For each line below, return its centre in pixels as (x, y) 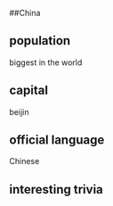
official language (57, 140)
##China (25, 13)
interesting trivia (56, 190)
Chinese (24, 161)
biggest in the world (46, 62)
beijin (19, 111)
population (40, 41)
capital (29, 91)
